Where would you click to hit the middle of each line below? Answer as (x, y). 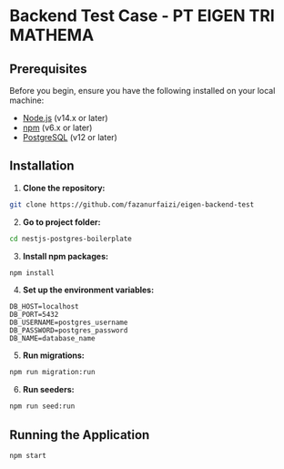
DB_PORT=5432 (34, 315)
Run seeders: (48, 390)
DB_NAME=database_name (52, 339)
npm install (32, 273)
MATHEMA (52, 35)
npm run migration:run (52, 372)
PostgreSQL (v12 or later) (70, 137)
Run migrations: (53, 355)
